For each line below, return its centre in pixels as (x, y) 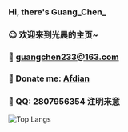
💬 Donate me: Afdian (49, 78)
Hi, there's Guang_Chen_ (57, 12)
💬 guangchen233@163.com (64, 57)
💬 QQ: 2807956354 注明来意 (64, 101)
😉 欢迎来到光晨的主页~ (53, 34)
